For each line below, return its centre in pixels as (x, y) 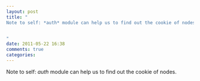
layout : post (22, 12)
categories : (21, 55)
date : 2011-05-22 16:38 (36, 44)
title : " (17, 17)
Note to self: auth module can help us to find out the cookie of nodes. (91, 72)
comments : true (25, 50)
